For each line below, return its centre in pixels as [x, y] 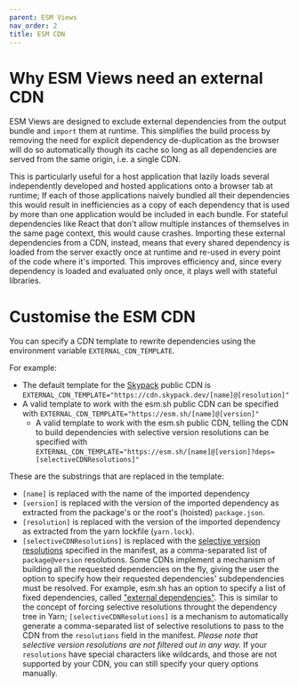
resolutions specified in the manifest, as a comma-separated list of [145, 550]
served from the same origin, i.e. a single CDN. [95, 159]
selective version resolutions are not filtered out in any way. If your [144, 645]
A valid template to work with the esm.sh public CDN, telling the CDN [162, 423]
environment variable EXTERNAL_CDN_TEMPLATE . [92, 351]
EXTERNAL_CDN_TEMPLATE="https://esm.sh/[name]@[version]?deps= [155, 452]
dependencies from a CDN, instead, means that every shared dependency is [149, 243]
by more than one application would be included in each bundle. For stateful [149, 214]
